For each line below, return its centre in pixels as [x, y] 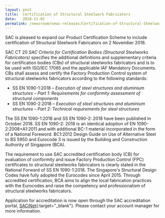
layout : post [18, 10]
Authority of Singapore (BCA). [35, 145]
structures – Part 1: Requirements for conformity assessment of [76, 93]
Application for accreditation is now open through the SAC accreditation [78, 201]
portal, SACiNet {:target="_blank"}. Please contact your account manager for [82, 206]
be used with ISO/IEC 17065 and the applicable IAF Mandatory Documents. [81, 68]
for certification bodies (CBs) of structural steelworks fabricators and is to [80, 63]
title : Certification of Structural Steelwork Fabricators [68, 14]
